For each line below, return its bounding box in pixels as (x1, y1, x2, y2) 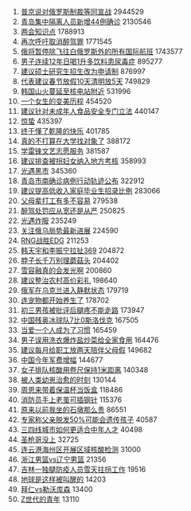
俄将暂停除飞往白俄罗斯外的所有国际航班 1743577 (20, 47, 183, 56)
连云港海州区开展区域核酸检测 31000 (20, 445, 142, 454)
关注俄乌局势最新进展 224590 (20, 226, 119, 235)
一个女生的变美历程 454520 (20, 96, 112, 106)
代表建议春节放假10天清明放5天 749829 (20, 76, 150, 86)
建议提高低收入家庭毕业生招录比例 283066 (20, 186, 161, 195)
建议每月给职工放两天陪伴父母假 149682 (20, 345, 153, 354)
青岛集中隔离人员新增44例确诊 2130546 (20, 17, 152, 26)
